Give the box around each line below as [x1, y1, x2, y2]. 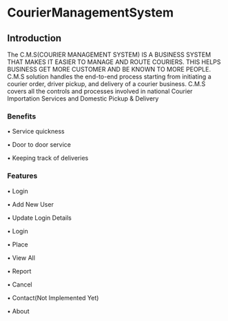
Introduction [7, 32, 62, 44]
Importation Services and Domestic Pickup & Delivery [7, 94, 159, 103]
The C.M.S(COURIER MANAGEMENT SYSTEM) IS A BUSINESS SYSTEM [7, 50, 211, 59]
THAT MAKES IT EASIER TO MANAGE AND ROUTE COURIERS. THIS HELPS [7, 58, 221, 66]
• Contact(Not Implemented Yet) [7, 293, 99, 302]
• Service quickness [7, 127, 65, 136]
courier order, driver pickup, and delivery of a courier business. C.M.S [7, 80, 206, 87]
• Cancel [7, 280, 32, 289]
